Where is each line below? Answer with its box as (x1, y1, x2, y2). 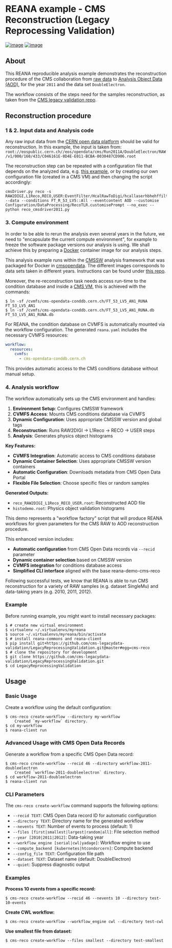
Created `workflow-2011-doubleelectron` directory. (14, 770, 127, 775)
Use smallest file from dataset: (5, 928, 72, 934)
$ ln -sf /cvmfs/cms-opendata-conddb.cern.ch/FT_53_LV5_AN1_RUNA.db (5, 307, 155, 313)
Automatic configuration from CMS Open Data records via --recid (12, 546, 155, 552)
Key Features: (5, 442, 36, 449)
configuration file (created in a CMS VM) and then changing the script (5, 174, 153, 180)
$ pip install (5, 641, 36, 646)
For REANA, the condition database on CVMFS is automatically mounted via (5, 321, 165, 327)
